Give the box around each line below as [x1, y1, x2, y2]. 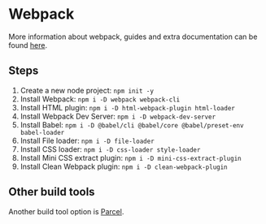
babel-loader [20, 128, 65, 136]
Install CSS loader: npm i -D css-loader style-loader [20, 144, 201, 154]
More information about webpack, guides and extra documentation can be [8, 32, 258, 41]
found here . [8, 40, 47, 50]
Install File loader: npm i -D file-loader [20, 136, 155, 145]
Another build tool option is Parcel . [8, 206, 124, 216]
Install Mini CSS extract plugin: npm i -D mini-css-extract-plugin [20, 153, 242, 162]
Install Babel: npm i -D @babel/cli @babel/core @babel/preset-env [20, 119, 244, 130]
